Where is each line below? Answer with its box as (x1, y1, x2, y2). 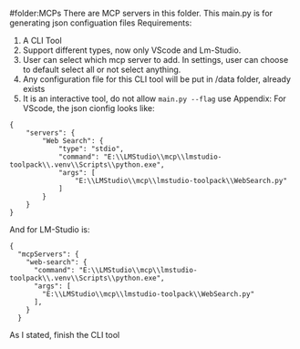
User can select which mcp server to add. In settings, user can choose (22, 55, 289, 65)
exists (22, 84, 46, 94)
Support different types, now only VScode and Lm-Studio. (22, 45, 242, 56)
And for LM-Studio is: (9, 224, 90, 235)
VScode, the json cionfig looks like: (22, 103, 155, 113)
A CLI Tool (22, 36, 62, 46)
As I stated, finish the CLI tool (9, 330, 120, 340)
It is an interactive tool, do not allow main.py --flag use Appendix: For (22, 93, 287, 104)
